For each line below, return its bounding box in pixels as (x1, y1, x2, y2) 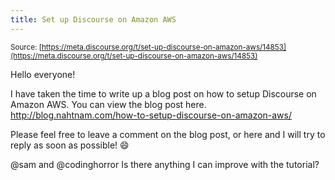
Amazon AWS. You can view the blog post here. (10, 98, 207, 110)
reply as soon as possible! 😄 (10, 139, 130, 151)
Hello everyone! (10, 68, 76, 80)
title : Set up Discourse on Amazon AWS (10, 14, 177, 25)
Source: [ (10, 42, 42, 52)
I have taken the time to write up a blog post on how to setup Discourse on (10, 87, 317, 100)
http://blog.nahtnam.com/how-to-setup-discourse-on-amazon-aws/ (10, 109, 293, 121)
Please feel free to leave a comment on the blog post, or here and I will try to (10, 128, 326, 140)
